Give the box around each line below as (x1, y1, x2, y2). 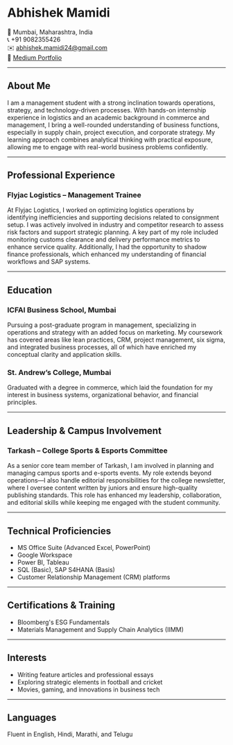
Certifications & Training (7, 599, 116, 612)
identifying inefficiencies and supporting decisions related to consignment (7, 213, 220, 221)
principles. (7, 398, 37, 407)
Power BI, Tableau (17, 558, 69, 567)
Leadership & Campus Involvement (7, 425, 162, 437)
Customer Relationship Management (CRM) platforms (17, 573, 171, 581)
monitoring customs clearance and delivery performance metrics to (7, 235, 200, 244)
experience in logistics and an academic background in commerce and (7, 113, 210, 122)
